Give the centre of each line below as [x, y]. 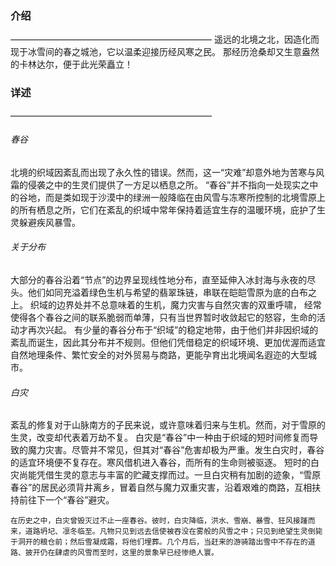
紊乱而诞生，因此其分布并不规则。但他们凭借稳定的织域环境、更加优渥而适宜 [168, 342]
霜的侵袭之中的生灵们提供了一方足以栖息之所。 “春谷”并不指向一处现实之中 [164, 184]
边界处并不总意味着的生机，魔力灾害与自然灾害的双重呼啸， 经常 [189, 305]
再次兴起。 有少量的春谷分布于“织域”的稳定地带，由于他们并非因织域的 [173, 330]
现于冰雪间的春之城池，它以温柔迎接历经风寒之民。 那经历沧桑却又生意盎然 [165, 52]
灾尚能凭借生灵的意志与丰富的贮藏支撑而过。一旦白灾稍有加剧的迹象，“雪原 [166, 475]
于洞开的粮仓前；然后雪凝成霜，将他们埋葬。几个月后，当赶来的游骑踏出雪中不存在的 [159, 542]
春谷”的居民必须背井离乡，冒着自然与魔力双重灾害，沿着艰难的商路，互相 [161, 488]
